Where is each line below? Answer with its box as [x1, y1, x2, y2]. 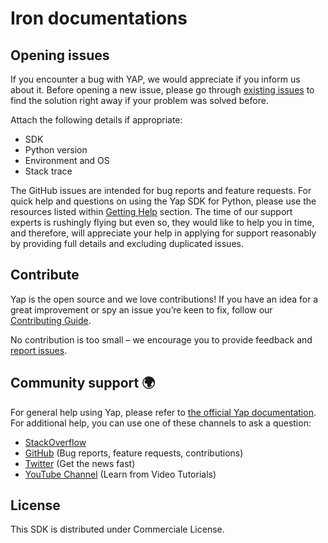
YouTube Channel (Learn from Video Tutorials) [24, 468, 217, 480]
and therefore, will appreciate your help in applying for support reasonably [10, 227, 317, 239]
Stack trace [24, 165, 73, 177]
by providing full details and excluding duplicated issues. [10, 238, 244, 249]
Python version [24, 144, 88, 156]
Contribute [10, 267, 80, 284]
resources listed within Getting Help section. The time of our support [10, 206, 293, 217]
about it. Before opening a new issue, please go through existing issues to [10, 84, 315, 96]
